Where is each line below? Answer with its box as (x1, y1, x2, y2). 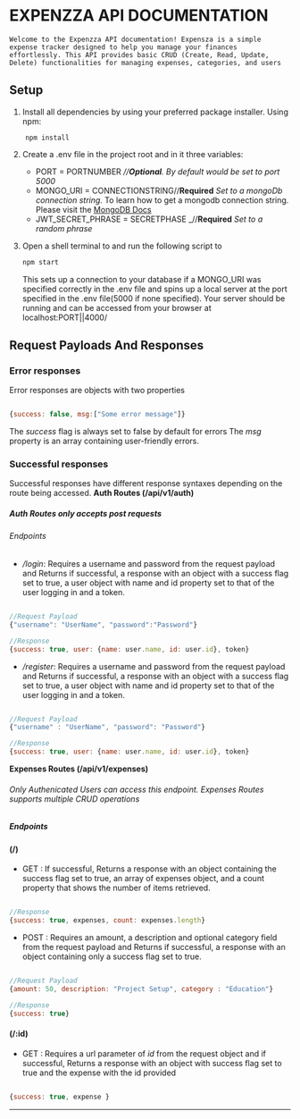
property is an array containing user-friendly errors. (9, 435, 199, 447)
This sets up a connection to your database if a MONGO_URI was (21, 273, 262, 284)
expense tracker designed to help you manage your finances (9, 42, 238, 52)
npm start (21, 257, 60, 266)
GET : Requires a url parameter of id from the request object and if (21, 1047, 266, 1059)
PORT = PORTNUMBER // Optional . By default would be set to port (35, 166, 280, 177)
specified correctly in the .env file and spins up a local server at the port (21, 283, 287, 294)
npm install (25, 133, 70, 142)
